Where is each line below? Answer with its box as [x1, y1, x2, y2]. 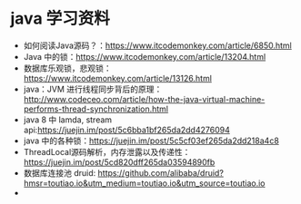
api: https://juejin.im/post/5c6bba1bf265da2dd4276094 [23, 124, 230, 135]
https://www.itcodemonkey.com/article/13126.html [23, 73, 213, 83]
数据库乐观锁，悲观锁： [23, 63, 112, 73]
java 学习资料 [10, 8, 110, 29]
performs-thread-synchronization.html [23, 103, 169, 114]
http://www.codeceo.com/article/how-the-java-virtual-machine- [23, 93, 266, 104]
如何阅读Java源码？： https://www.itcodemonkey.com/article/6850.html [23, 40, 292, 51]
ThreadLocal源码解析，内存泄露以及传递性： [23, 146, 191, 157]
